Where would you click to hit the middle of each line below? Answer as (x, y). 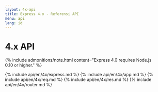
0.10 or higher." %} (24, 65)
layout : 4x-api (20, 9)
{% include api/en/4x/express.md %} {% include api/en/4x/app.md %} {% (79, 75)
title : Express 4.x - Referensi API (42, 14)
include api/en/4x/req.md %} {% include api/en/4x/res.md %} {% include (78, 79)
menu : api (15, 18)
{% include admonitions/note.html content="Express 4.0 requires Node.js (78, 60)
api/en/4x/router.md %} (29, 85)
